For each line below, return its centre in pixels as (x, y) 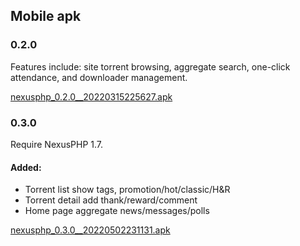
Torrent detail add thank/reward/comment (111, 200)
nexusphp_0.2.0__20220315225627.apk (91, 96)
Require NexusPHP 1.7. (57, 144)
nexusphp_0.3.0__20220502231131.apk (90, 230)
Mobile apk (46, 16)
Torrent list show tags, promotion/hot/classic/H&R (127, 190)
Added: (26, 167)
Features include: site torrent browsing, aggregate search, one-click (150, 66)
